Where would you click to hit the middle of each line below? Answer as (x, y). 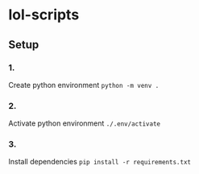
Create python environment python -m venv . (84, 85)
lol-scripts (44, 15)
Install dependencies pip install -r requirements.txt (100, 162)
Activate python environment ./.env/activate (85, 123)
